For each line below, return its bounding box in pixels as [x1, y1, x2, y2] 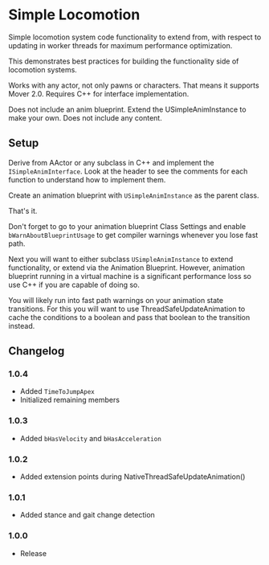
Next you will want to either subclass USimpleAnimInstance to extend [8, 254, 234, 264]
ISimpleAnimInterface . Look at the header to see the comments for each [8, 166, 248, 176]
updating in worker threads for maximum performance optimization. [8, 40, 233, 50]
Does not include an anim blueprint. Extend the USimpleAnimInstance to [8, 104, 247, 114]
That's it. [8, 206, 38, 215]
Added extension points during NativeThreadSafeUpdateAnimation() [19, 472, 246, 481]
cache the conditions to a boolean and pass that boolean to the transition [8, 312, 251, 322]
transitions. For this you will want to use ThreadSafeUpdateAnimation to [8, 304, 246, 313]
